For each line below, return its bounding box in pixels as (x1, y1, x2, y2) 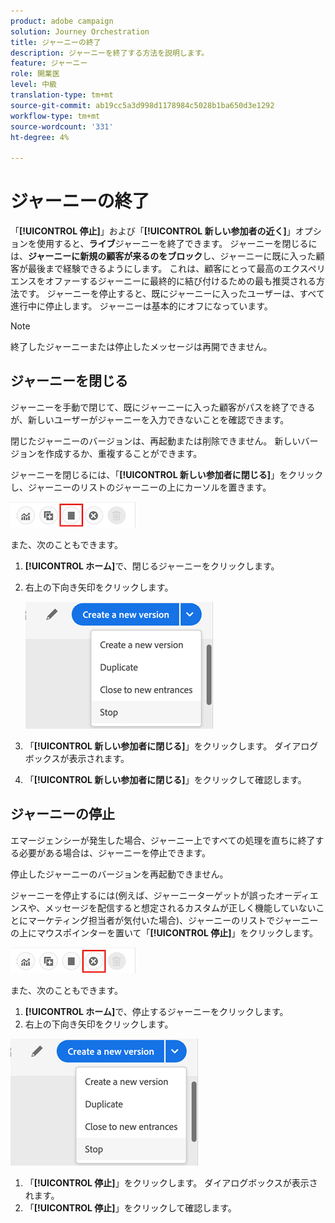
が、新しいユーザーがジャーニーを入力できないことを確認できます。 (10, 413, 290, 425)
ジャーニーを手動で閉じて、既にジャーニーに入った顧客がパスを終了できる (10, 401, 316, 413)
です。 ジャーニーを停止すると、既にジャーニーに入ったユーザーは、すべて (18, 288, 325, 300)
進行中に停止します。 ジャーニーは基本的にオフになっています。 (10, 300, 273, 312)
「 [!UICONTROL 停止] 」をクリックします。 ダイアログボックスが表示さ (24, 1176, 318, 1189)
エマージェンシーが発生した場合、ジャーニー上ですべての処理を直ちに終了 (10, 834, 316, 846)
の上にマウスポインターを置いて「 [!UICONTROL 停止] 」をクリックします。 (10, 926, 319, 939)
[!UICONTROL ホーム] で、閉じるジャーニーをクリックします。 (24, 560, 280, 572)
